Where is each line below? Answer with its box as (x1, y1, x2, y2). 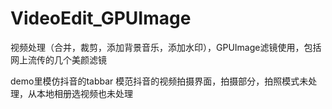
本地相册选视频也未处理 (36, 87, 133, 99)
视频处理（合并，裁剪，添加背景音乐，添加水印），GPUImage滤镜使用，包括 (10, 41, 322, 53)
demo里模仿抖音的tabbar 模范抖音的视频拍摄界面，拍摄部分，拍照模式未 (10, 75, 309, 87)
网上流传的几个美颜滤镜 (10, 53, 107, 66)
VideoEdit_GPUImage (10, 7, 192, 30)
